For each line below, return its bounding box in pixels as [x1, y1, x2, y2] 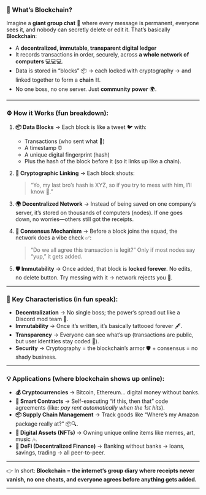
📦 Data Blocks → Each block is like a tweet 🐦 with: [15, 123, 147, 131]
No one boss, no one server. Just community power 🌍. [15, 85, 157, 93]
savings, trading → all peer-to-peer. [15, 449, 105, 456]
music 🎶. [15, 435, 37, 443]
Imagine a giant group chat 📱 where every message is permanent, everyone [6, 20, 199, 27]
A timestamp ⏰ [24, 144, 63, 151]
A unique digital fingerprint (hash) [24, 150, 110, 158]
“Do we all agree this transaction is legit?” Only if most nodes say [30, 246, 196, 254]
